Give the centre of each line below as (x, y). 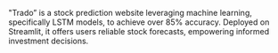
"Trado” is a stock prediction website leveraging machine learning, (131, 13)
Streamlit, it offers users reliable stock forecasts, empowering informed (139, 31)
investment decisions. (49, 41)
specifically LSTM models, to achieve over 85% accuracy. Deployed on (139, 22)
